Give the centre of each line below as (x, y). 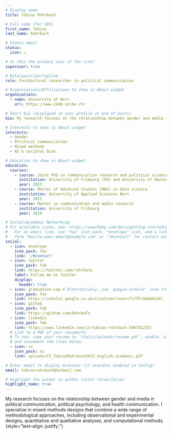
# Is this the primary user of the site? (50, 62)
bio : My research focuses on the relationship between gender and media (84, 118)
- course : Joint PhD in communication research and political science (91, 175)
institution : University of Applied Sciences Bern (74, 194)
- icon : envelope (28, 246)
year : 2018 (30, 213)
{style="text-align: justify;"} (34, 426)
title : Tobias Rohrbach (31, 15)
